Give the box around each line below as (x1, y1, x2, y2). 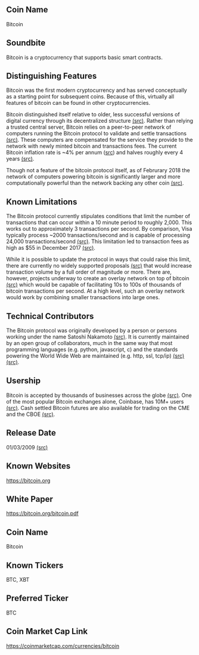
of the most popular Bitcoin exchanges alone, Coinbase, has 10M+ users (6, 398, 184, 405)
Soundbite (6, 38, 46, 48)
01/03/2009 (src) (6, 443, 48, 451)
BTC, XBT (6, 576, 30, 583)
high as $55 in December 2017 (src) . (6, 244, 95, 252)
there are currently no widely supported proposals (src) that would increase (6, 262, 192, 269)
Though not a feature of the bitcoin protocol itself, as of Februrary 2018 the (6, 167, 191, 174)
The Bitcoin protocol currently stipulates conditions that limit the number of (6, 213, 191, 220)
